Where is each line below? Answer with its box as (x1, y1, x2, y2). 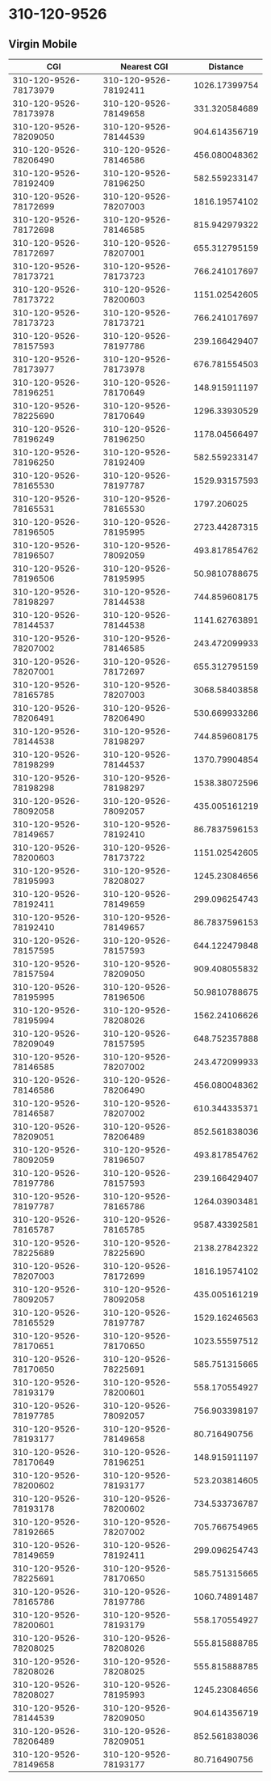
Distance (208, 61, 244, 72)
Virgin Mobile (8, 37, 77, 51)
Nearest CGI (120, 61, 169, 72)
